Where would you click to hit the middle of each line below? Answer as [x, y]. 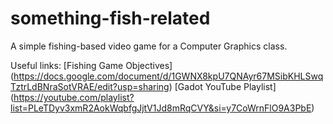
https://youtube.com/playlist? [74, 97]
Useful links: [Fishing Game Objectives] [91, 65]
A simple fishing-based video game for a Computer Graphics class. [149, 46]
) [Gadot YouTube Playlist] [222, 86]
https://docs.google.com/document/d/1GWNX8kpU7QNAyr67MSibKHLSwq [168, 76]
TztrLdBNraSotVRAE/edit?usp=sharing [90, 86]
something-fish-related [110, 18]
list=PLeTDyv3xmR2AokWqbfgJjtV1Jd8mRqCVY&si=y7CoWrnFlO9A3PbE [161, 108]
